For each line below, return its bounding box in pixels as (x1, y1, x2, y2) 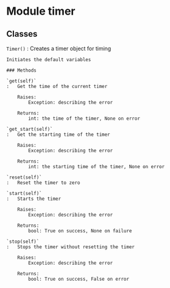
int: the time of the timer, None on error (28, 116, 140, 122)
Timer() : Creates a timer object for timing (6, 45, 112, 52)
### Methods (6, 67, 37, 73)
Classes (6, 29, 38, 39)
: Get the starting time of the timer (6, 131, 111, 138)
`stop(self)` (6, 238, 40, 245)
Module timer (6, 4, 76, 18)
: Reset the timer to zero (6, 180, 80, 186)
